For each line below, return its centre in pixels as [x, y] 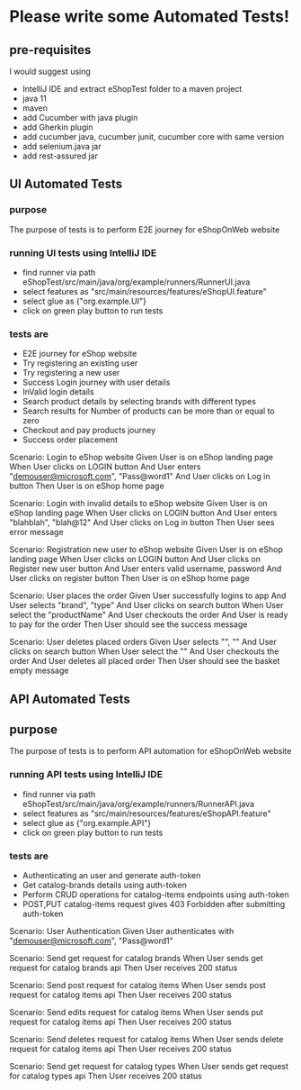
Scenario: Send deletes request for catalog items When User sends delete [146, 1040]
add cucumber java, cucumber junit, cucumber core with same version [153, 136]
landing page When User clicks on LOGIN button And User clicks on [135, 559]
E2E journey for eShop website [80, 354]
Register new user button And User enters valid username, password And [146, 568]
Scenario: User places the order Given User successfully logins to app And [148, 595]
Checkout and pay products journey [89, 431]
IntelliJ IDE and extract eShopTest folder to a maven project [132, 89]
